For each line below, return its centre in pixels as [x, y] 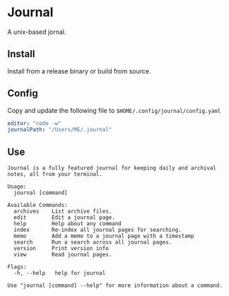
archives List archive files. [63, 212]
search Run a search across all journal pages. [93, 242]
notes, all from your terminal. [55, 174]
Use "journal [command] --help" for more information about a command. [115, 286]
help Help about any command [67, 224]
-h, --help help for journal [60, 273]
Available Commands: [38, 206]
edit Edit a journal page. [64, 218]
